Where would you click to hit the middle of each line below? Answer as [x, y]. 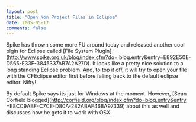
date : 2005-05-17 [28, 22]
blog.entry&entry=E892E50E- [155, 57]
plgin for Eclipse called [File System [50, 51]
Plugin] [103, 51]
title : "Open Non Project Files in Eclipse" [62, 17]
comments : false [26, 28]
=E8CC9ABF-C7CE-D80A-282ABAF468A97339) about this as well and [93, 106]
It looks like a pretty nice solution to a [138, 64]
